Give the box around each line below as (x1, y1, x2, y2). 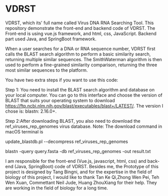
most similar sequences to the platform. (5, 67, 88, 73)
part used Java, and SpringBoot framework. (5, 36, 97, 42)
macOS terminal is (5, 128, 44, 134)
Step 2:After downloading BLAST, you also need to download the (5, 118, 141, 124)
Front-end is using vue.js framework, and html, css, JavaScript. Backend (5, 30, 157, 36)
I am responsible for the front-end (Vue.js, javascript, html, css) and (5, 158, 147, 164)
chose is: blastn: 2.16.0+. (5, 108, 57, 114)
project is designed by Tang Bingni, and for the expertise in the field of (5, 169, 152, 175)
